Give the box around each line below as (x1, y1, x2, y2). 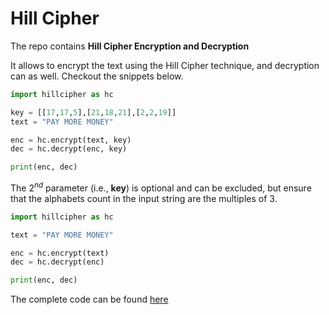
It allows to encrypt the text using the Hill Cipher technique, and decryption (10, 59, 320, 71)
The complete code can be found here (10, 293, 169, 306)
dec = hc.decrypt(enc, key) (10, 144, 128, 154)
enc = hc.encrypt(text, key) (10, 135, 132, 145)
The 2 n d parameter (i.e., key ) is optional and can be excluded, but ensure (10, 180, 312, 194)
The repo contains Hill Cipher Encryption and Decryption (10, 40, 250, 52)
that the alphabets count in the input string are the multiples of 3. (10, 192, 278, 204)
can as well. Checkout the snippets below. (10, 70, 184, 82)
